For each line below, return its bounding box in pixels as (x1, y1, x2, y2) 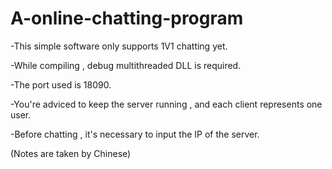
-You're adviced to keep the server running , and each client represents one (10, 98, 323, 110)
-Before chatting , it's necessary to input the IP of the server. (10, 128, 260, 140)
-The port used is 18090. (10, 78, 112, 91)
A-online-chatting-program (10, 7, 244, 30)
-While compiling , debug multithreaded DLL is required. (10, 59, 242, 71)
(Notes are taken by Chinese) (10, 147, 132, 159)
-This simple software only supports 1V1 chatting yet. (10, 40, 228, 52)
